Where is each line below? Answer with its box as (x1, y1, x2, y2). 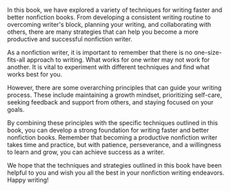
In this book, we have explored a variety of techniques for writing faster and (7, 6, 223, 14)
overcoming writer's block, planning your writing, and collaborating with (7, 21, 212, 28)
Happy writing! (7, 176, 50, 184)
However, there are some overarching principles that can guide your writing (7, 84, 222, 91)
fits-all (7, 56, 26, 64)
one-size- (194, 48, 222, 56)
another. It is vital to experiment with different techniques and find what (7, 63, 210, 71)
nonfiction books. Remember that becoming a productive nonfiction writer (7, 133, 218, 142)
